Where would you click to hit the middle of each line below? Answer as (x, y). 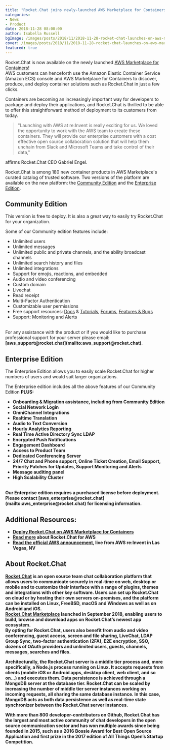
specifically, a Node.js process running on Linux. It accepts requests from (84, 667)
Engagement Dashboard (39, 445)
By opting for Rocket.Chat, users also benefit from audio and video (77, 630)
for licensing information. (114, 503)
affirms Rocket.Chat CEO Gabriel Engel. (46, 162)
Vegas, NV (24, 548)
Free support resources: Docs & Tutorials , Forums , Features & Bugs (83, 312)
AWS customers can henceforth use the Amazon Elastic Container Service (83, 73)
